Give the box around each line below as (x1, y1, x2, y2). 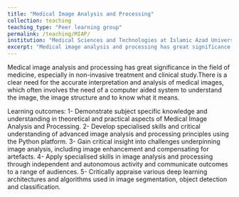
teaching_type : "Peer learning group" (7, 23, 122, 31)
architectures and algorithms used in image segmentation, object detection (7, 175, 228, 183)
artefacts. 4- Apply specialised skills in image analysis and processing (7, 152, 213, 161)
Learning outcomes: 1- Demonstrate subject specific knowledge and (7, 107, 208, 115)
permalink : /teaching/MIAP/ (7, 30, 91, 38)
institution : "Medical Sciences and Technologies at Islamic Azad (7, 37, 208, 44)
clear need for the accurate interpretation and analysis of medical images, (7, 78, 224, 86)
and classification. (7, 183, 61, 191)
